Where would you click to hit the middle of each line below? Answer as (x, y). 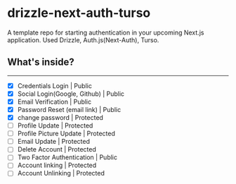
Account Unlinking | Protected (61, 173)
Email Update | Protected (53, 142)
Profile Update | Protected (55, 125)
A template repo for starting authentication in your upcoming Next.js (106, 32)
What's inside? (41, 62)
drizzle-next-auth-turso (79, 13)
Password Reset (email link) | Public (69, 109)
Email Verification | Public (54, 102)
